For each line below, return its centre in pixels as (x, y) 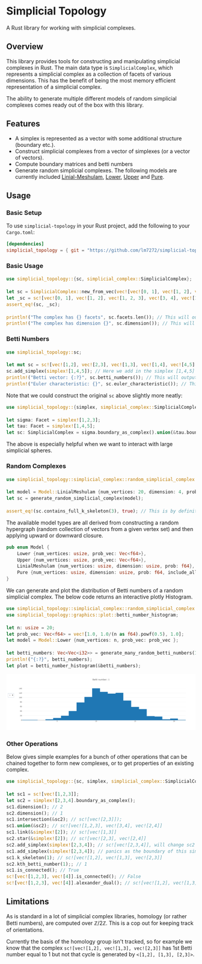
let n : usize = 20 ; (31, 627)
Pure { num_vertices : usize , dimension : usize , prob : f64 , (91, 573)
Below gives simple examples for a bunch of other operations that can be (97, 757)
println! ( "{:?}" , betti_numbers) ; (50, 660)
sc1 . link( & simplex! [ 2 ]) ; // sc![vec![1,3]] (62, 832)
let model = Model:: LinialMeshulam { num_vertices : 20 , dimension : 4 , (95, 492)
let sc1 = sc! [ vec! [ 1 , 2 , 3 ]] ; (43, 794)
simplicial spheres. (29, 450)
